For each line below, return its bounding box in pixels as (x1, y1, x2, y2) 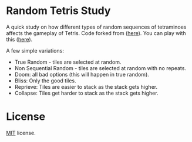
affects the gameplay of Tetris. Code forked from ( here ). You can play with (6, 29, 186, 36)
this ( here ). (6, 36, 33, 43)
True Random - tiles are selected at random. (14, 58, 122, 65)
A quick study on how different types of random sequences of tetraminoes (6, 23, 187, 30)
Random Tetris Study (6, 4, 111, 18)
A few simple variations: (6, 47, 65, 54)
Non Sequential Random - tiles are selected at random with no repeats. (14, 64, 187, 71)
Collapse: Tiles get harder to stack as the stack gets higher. (14, 89, 159, 96)
